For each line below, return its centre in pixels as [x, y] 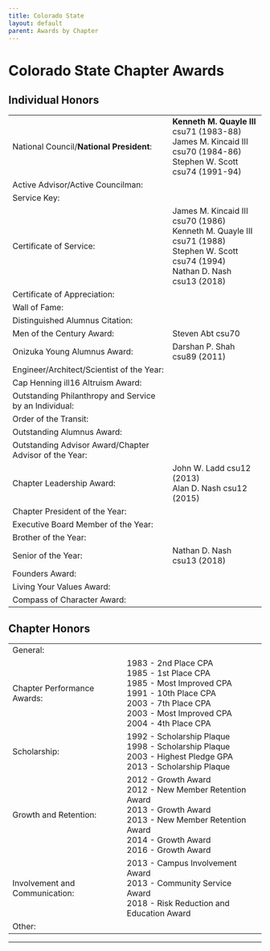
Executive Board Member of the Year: [83, 525]
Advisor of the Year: [50, 455]
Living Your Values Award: [61, 587]
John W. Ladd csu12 [212, 469]
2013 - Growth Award [169, 810]
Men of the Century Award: [63, 334]
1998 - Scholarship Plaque [178, 747]
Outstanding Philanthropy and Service [84, 396]
